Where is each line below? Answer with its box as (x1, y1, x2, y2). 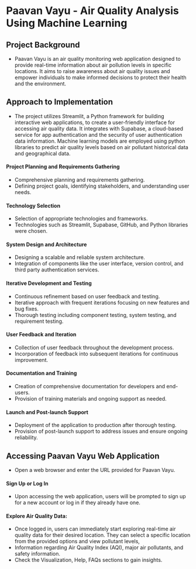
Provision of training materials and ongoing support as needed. (14, 395, 167, 402)
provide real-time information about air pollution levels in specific (14, 61, 171, 68)
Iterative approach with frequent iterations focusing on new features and (14, 299, 190, 306)
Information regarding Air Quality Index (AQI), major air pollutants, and (14, 544, 183, 551)
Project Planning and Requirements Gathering (6, 163, 120, 170)
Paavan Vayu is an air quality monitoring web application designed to (14, 56, 181, 62)
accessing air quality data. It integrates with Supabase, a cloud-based (14, 125, 183, 132)
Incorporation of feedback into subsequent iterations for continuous (14, 350, 178, 357)
